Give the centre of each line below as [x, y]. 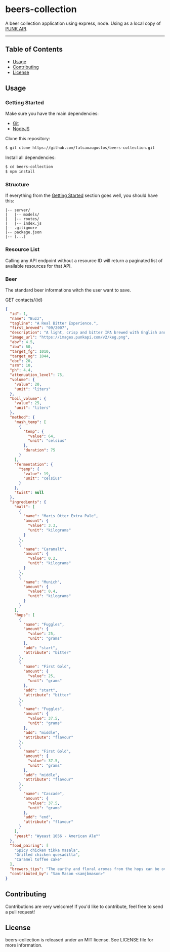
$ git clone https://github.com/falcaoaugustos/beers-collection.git [80, 148]
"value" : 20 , [28, 384]
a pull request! [20, 912]
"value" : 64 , [41, 436]
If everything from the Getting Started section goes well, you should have [81, 195]
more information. [24, 945]
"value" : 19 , [37, 474]
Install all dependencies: [30, 157]
